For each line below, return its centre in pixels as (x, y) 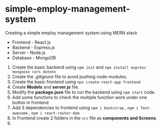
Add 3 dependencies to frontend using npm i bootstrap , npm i (75, 108)
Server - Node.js (29, 53)
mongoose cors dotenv (34, 72)
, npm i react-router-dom (54, 112)
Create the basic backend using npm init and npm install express (79, 67)
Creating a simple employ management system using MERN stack (71, 33)
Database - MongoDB (34, 57)
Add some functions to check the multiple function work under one (80, 97)
